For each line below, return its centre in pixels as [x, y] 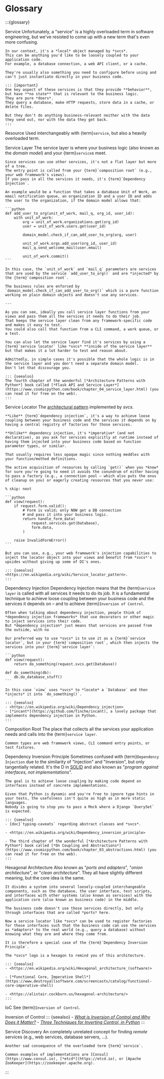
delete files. [20, 107]
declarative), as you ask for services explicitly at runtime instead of [82, 437]
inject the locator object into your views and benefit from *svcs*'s [79, 557]
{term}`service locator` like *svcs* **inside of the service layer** [79, 346]
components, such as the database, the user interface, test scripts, [79, 891]
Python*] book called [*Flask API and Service [53, 385]
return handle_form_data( [49, 519]
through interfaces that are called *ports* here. [58, 912]
